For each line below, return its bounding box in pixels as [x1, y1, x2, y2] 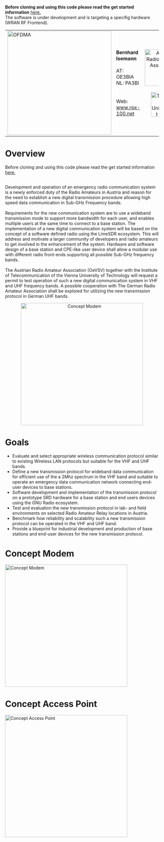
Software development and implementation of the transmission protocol [12, 489, 157, 495]
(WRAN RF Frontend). [5, 20, 49, 25]
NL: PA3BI [116, 80, 139, 86]
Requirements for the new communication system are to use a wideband [5, 210, 151, 216]
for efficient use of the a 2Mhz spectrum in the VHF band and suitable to [12, 474, 158, 480]
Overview [5, 148, 45, 159]
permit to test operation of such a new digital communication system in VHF [5, 277, 158, 283]
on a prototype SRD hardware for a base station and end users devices [12, 494, 155, 500]
